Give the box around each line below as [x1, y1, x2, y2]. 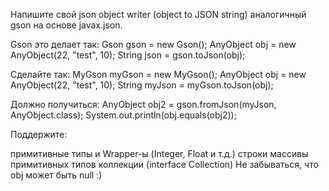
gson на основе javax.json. [10, 19, 123, 31]
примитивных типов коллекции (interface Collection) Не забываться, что [10, 159, 319, 170]
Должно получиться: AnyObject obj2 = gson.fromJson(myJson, [10, 99, 277, 110]
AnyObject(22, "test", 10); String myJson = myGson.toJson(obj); [10, 79, 274, 91]
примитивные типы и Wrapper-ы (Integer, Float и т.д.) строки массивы [10, 148, 309, 159]
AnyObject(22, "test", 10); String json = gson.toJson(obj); [10, 49, 246, 61]
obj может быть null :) [10, 169, 103, 181]
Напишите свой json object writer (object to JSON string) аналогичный [10, 9, 307, 20]
